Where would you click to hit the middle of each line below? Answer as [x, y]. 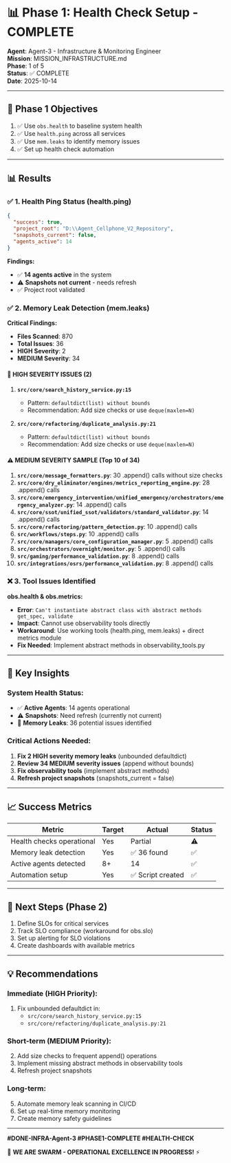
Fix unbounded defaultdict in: [59, 1008]
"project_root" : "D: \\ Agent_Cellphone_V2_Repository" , [93, 229]
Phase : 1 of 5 [26, 66]
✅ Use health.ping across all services [71, 133]
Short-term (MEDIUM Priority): [59, 1041]
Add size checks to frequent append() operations [87, 1056]
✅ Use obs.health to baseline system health [79, 126]
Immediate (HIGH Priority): [53, 993]
